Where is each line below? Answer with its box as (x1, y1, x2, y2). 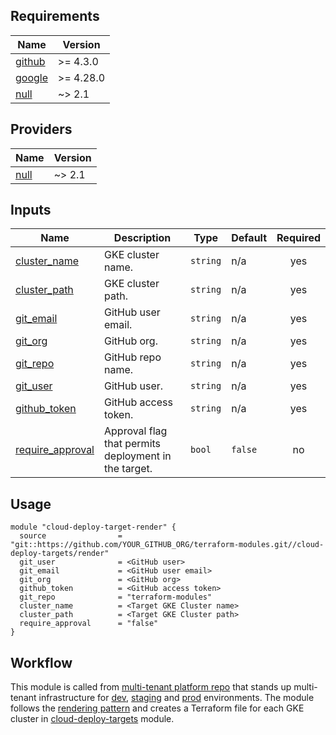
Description (113, 231, 172, 245)
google (15, 70, 49, 84)
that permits (104, 437, 162, 451)
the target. (104, 462, 153, 476)
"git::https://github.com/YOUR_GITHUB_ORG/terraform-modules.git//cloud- (10, 540, 325, 550)
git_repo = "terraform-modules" (19, 592, 213, 603)
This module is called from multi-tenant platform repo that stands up (10, 681, 292, 693)
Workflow (10, 654, 73, 671)
